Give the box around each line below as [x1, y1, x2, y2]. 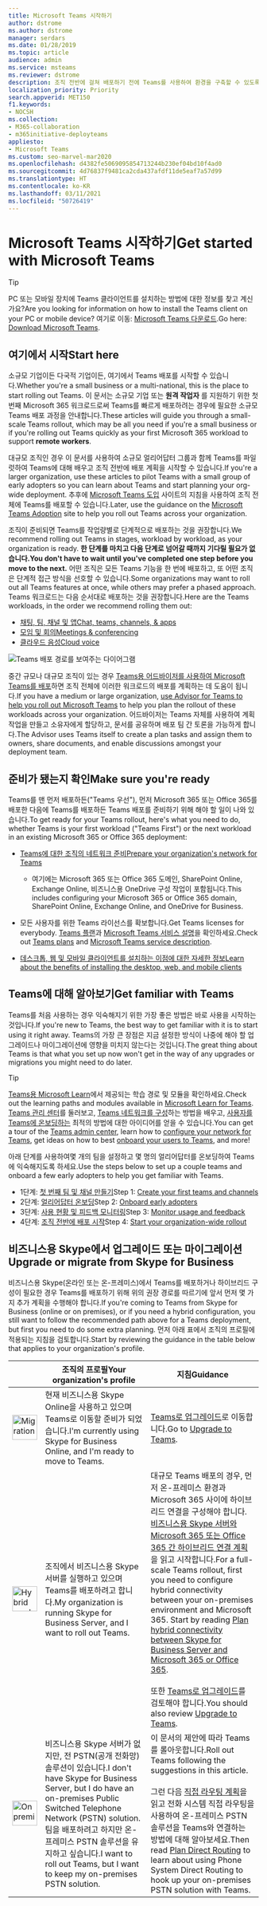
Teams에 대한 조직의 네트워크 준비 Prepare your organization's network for [19, 849, 257, 858]
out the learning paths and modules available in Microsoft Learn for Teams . [8, 1098, 254, 1108]
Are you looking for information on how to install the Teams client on [24, 304, 248, 313]
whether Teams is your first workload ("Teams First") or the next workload [8, 824, 252, 833]
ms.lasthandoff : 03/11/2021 [8, 189, 102, 198]
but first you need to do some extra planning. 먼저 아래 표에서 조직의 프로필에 [8, 1325, 256, 1334]
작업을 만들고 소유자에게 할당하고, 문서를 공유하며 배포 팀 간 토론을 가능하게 [8, 719, 242, 730]
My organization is [54, 1597, 123, 1608]
